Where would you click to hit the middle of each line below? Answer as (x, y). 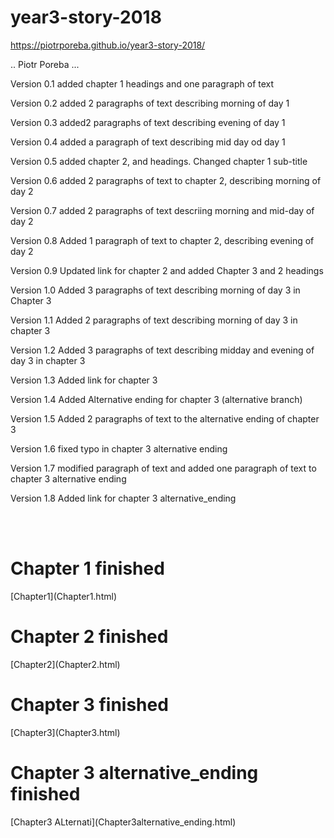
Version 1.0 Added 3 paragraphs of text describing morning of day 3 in (155, 290)
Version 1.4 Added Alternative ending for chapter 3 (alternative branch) (156, 399)
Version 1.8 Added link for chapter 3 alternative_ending (123, 498)
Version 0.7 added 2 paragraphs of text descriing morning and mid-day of (162, 210)
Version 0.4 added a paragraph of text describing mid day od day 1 (148, 142)
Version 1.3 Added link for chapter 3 (84, 380)
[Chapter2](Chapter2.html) (65, 664)
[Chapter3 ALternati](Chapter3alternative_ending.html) (123, 822)
